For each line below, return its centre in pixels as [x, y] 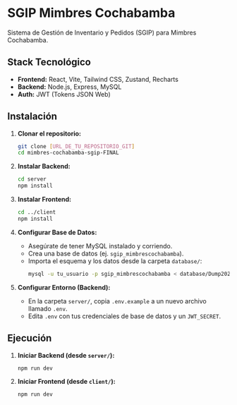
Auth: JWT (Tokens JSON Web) [64, 94]
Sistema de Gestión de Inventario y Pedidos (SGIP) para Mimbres [102, 32]
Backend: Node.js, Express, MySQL [69, 87]
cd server [32, 179]
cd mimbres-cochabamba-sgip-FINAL [68, 153]
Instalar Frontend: [44, 200]
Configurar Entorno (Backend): [64, 287]
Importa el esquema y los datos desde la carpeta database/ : [115, 261]
